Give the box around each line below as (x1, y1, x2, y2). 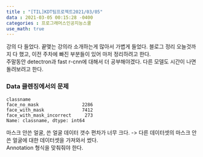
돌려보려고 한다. (6, 66, 44, 73)
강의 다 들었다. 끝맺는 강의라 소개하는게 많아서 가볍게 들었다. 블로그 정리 (6, 43, 175, 50)
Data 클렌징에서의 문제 (6, 82, 69, 91)
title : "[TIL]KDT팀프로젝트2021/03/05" (6, 8, 103, 15)
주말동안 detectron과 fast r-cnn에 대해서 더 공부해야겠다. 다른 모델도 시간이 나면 (6, 58, 196, 65)
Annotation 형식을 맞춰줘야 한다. (6, 144, 83, 151)
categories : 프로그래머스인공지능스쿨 (6, 20, 92, 26)
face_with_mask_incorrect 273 (6, 112, 94, 118)
